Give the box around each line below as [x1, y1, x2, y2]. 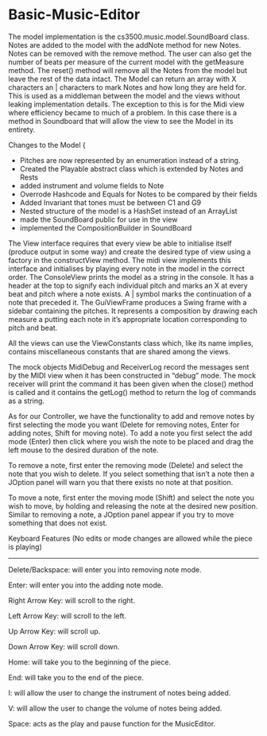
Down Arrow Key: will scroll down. [8, 641, 120, 651]
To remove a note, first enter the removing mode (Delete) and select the [8, 460, 244, 470]
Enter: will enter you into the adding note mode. [8, 580, 164, 590]
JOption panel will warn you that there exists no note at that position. [8, 477, 234, 486]
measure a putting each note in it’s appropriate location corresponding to [8, 314, 248, 323]
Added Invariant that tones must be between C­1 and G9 [19, 197, 202, 207]
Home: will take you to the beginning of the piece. [8, 657, 171, 667]
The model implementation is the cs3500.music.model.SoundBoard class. [8, 32, 250, 41]
